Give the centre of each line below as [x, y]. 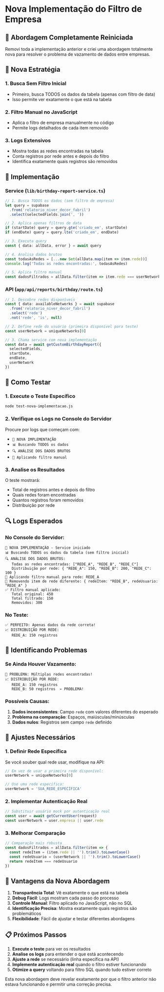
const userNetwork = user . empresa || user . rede [54, 821]
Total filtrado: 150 [32, 598]
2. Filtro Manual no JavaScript [41, 112]
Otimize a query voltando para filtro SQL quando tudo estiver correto [82, 970]
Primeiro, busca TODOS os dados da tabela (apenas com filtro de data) [83, 94]
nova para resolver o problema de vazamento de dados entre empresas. [78, 54]
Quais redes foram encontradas [44, 495]
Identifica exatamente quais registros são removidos [65, 162]
